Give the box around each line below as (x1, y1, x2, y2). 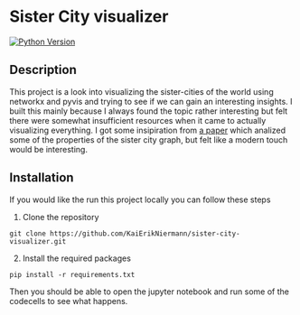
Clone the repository (22, 211, 99, 222)
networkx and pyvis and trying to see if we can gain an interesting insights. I (9, 96, 293, 107)
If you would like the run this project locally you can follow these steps (9, 194, 271, 205)
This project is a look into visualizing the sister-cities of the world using (9, 86, 274, 97)
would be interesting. (9, 144, 89, 154)
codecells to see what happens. (9, 295, 128, 306)
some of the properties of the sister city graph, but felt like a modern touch (9, 134, 288, 145)
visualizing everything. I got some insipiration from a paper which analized (9, 125, 286, 135)
